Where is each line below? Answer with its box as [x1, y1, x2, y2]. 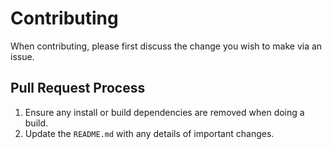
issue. [10, 50, 35, 62]
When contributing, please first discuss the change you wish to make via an [10, 40, 323, 52]
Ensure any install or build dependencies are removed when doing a [24, 106, 305, 118]
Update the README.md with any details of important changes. [24, 127, 275, 139]
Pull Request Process [10, 80, 146, 97]
